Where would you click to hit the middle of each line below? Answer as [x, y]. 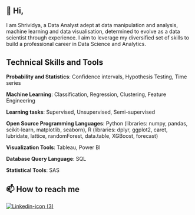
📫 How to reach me [43, 189]
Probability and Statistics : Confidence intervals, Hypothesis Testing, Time [97, 77]
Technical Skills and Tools [55, 62]
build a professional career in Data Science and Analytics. [76, 44]
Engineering [21, 100]
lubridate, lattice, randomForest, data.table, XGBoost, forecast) [82, 135]
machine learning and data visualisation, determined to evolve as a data [93, 31]
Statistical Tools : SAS [33, 170]
